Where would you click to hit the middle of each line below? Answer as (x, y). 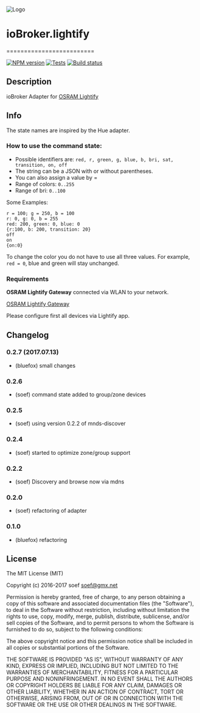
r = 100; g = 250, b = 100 (40, 213)
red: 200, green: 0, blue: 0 (43, 224)
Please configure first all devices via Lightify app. (68, 316)
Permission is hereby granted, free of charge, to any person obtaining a (96, 597)
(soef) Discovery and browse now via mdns (70, 482)
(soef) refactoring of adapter (51, 511)
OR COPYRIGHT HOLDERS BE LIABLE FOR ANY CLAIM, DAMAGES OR (94, 686)
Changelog (28, 335)
